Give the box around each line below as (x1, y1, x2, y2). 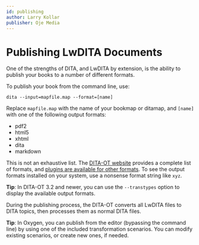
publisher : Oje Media (6, 20, 60, 26)
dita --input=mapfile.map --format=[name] (6, 95, 113, 100)
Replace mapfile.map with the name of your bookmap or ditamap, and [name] (6, 105, 194, 112)
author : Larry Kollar (6, 14, 60, 20)
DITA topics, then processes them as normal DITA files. (6, 208, 142, 215)
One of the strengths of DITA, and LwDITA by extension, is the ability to (6, 65, 181, 72)
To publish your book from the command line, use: (6, 83, 130, 90)
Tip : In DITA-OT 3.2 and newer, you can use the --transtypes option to (6, 184, 180, 191)
